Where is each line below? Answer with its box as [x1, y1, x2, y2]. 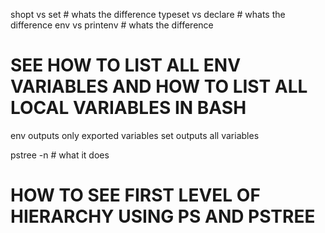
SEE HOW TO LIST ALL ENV [10, 54, 242, 77]
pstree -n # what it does [10, 149, 110, 161]
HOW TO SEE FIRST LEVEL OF [10, 184, 261, 207]
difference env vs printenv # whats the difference [10, 19, 214, 31]
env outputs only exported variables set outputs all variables [10, 129, 260, 141]
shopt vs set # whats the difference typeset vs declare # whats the [10, 9, 286, 20]
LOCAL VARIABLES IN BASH [10, 97, 247, 119]
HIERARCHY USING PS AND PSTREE [10, 205, 316, 228]
